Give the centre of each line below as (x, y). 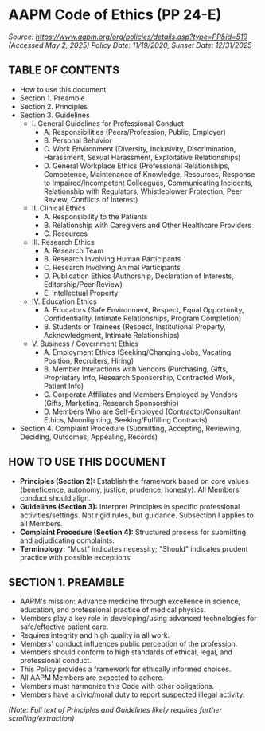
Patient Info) (64, 386)
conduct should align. (55, 498)
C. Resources (66, 234)
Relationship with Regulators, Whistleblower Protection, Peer (143, 191)
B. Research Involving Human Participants (112, 259)
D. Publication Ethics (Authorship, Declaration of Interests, (138, 276)
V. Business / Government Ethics (85, 344)
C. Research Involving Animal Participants (112, 267)
